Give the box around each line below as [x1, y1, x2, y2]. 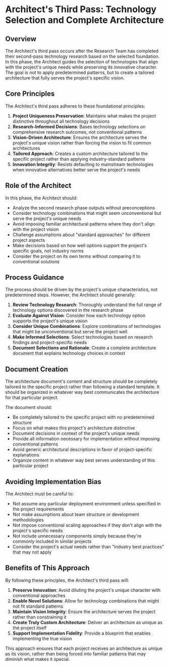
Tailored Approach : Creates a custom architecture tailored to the [12, 151, 148, 157]
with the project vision [12, 226, 59, 232]
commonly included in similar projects [12, 538, 92, 544]
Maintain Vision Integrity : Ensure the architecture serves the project [12, 608, 156, 614]
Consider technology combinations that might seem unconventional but [12, 210, 161, 216]
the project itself [12, 624, 47, 631]
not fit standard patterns [12, 603, 64, 609]
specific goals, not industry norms [12, 247, 84, 254]
